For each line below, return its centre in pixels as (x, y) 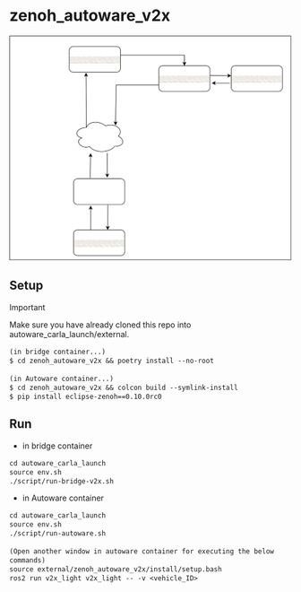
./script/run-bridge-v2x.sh (62, 481)
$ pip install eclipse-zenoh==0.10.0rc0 (86, 396)
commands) (28, 560)
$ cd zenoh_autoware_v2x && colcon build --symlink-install (124, 387)
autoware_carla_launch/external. (69, 334)
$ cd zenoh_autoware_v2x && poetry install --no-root (112, 361)
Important (27, 307)
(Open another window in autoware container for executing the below (142, 551)
